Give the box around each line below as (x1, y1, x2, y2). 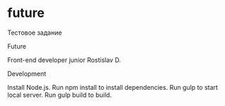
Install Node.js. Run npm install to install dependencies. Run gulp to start (7, 83, 218, 91)
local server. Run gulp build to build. (7, 90, 112, 99)
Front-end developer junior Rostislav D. (7, 55, 122, 64)
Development (7, 69, 47, 78)
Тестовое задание (7, 28, 62, 37)
